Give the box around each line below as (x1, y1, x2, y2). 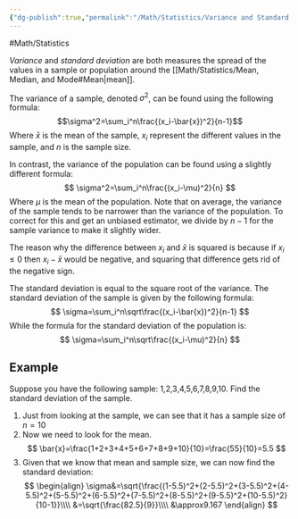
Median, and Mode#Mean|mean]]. (9, 73, 136, 85)
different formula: (9, 169, 74, 180)
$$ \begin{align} (23, 481, 85, 491)
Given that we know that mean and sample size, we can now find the (21, 457, 275, 468)
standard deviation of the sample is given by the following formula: (9, 292, 254, 303)
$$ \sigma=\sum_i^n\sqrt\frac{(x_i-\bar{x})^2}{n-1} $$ (50, 306, 250, 317)
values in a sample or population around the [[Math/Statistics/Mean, (9, 64, 260, 75)
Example (9, 360, 59, 375)
